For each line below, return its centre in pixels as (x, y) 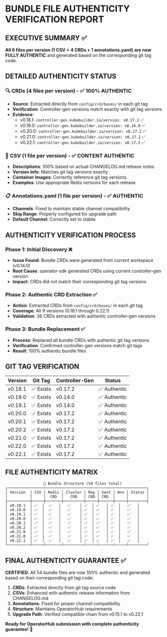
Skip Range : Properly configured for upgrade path (64, 214)
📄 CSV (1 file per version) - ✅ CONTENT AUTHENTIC (70, 155)
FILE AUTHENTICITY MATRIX (52, 472)
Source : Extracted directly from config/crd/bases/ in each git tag (80, 104)
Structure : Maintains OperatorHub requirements (62, 609)
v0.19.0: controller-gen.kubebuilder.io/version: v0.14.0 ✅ (82, 125)
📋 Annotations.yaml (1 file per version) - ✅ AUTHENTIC (74, 196)
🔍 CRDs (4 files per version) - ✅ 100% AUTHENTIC (68, 91)
